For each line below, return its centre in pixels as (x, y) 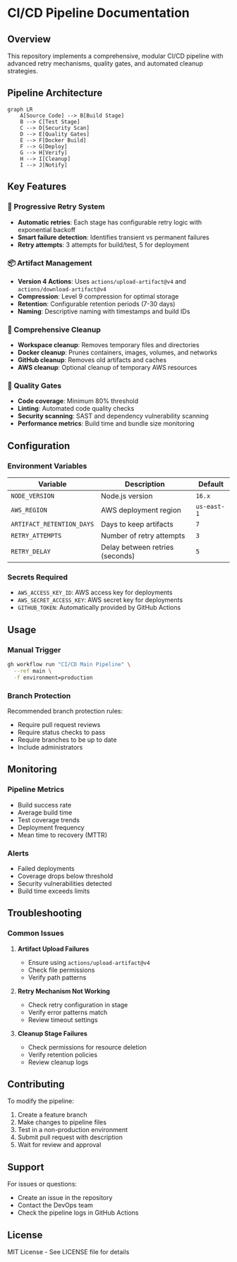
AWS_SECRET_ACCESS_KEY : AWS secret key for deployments (100, 600)
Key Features (37, 187)
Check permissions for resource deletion (87, 1047)
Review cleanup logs (58, 1062)
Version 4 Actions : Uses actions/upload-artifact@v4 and (102, 281)
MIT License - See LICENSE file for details (68, 1252)
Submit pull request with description (70, 1137)
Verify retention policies (62, 1054)
